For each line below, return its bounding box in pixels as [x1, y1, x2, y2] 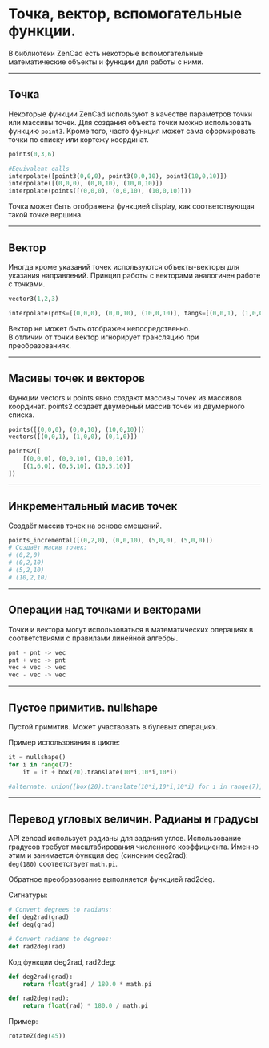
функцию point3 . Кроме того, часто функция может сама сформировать [8, 126, 256, 136]
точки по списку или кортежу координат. [8, 134, 150, 144]
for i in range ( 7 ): [8, 760, 74, 769]
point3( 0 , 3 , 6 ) [8, 150, 56, 158]
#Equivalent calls [8, 165, 70, 173]
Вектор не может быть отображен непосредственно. [8, 323, 191, 333]
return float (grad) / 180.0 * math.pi [22, 980, 152, 988]
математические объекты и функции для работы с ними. [8, 57, 204, 67]
